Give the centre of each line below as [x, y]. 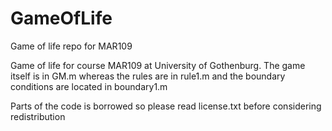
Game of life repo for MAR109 [71, 46]
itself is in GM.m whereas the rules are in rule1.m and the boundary [148, 76]
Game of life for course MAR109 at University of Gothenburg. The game [158, 65]
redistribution [38, 116]
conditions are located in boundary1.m [89, 86]
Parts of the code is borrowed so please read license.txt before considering [166, 106]
